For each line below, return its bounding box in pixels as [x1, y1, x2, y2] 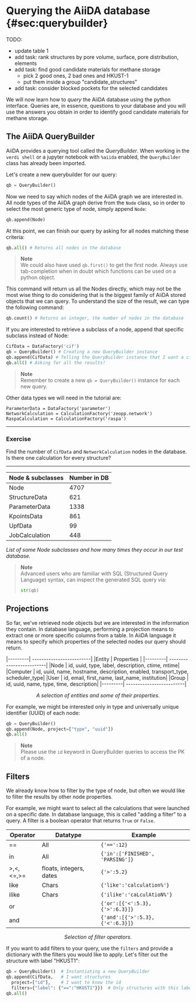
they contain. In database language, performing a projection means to [6, 625, 174, 632]
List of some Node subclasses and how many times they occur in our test [6, 546, 183, 553]
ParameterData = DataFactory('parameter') [6, 405, 111, 411]
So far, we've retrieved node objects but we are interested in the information [6, 619, 190, 626]
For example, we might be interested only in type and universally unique [6, 703, 179, 710]
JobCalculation [9, 531, 51, 539]
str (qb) [20, 587, 39, 594]
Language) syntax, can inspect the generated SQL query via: [20, 576, 167, 583]
